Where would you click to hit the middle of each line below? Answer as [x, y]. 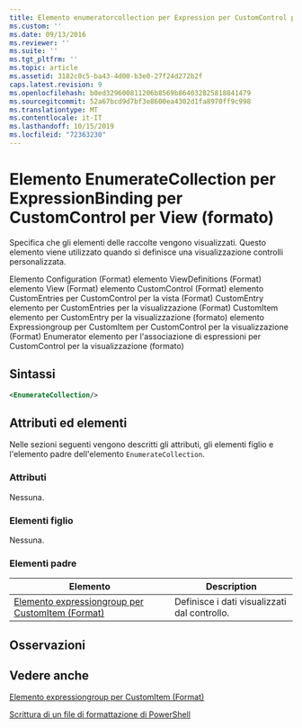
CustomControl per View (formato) [142, 218]
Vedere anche [49, 675]
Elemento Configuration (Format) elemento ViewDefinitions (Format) [136, 279]
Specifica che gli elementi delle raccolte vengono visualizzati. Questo [138, 242]
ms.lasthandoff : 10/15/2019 [62, 127]
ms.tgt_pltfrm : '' [44, 59]
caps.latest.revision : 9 [56, 85]
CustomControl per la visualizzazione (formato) [97, 346]
